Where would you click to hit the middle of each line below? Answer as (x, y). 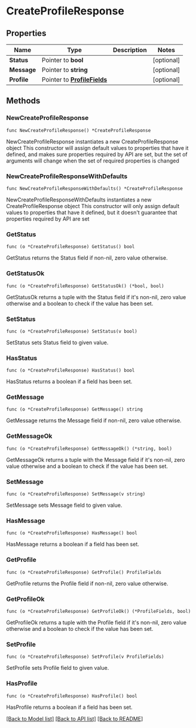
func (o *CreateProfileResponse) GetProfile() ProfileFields (84, 572)
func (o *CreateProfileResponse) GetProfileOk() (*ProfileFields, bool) (99, 611)
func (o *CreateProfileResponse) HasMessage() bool (72, 533)
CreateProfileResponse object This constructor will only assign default (93, 206)
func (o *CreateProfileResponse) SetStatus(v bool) (72, 331)
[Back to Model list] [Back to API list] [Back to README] (75, 718)
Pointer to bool (62, 60)
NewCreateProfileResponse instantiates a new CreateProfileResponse (92, 142)
